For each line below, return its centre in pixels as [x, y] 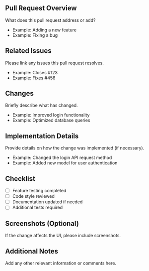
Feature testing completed [39, 191]
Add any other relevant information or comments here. [61, 263]
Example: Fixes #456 [34, 78]
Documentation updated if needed [47, 202]
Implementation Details [42, 136]
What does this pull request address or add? [50, 20]
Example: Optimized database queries [51, 120]
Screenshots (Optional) [42, 223]
